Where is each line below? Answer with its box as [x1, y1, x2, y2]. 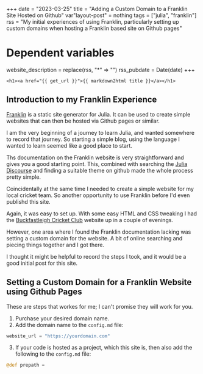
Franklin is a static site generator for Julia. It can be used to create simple [6, 110, 191, 118]
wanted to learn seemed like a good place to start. [6, 142, 133, 149]
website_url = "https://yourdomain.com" [6, 333, 111, 339]
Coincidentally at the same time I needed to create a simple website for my [6, 185, 194, 192]
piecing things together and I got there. [6, 241, 105, 248]
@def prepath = [6, 362, 45, 369]
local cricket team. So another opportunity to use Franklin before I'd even [6, 192, 190, 199]
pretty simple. [6, 173, 41, 181]
